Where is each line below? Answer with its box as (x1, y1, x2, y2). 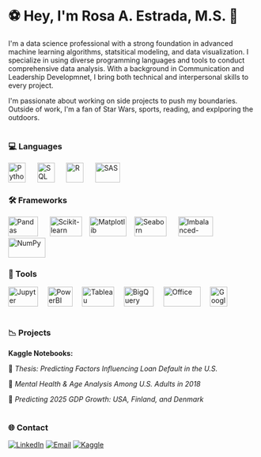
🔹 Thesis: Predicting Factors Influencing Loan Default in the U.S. (8, 364, 218, 373)
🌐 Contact (8, 421, 49, 432)
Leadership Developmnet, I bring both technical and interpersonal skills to (8, 72, 249, 81)
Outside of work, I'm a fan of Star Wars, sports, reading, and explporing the (8, 104, 254, 114)
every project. (8, 81, 54, 90)
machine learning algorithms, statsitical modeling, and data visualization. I (8, 47, 249, 56)
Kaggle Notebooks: (8, 348, 74, 357)
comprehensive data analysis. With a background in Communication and (8, 63, 244, 73)
